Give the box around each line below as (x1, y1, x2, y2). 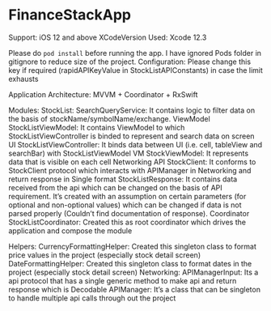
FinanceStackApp (8, 6, 132, 24)
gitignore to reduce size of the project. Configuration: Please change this (8, 57, 252, 66)
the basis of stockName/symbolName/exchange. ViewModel (8, 113, 210, 123)
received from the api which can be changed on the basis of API (8, 182, 222, 192)
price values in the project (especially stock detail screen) (8, 249, 201, 260)
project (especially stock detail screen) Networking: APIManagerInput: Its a (8, 267, 259, 277)
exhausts (8, 74, 39, 83)
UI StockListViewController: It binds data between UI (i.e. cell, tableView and (8, 139, 263, 149)
